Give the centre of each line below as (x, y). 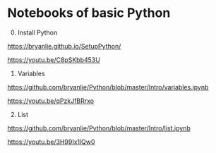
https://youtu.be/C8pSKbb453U (54, 60)
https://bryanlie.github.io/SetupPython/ (64, 46)
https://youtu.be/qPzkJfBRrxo (50, 101)
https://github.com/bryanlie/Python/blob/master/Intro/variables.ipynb (108, 87)
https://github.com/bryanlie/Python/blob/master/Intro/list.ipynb (99, 128)
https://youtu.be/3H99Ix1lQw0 (51, 142)
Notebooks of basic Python (89, 13)
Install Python (37, 32)
